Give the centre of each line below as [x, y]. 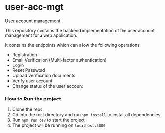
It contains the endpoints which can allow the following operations [72, 45]
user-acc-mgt [35, 7]
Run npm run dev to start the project [48, 120]
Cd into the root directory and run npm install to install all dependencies [86, 115]
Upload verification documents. [44, 75]
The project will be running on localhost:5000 [59, 125]
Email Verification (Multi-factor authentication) [60, 60]
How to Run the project [33, 99]
